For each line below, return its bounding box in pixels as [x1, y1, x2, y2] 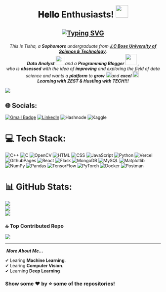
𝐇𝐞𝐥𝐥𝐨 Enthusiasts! [38, 9, 114, 20]
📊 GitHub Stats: [5, 181, 73, 192]
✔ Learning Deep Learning [5, 268, 60, 274]
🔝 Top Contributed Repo [5, 222, 64, 229]
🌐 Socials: [5, 101, 38, 109]
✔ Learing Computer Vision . [5, 262, 64, 268]
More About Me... [6, 248, 43, 254]
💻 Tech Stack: [5, 133, 66, 144]
